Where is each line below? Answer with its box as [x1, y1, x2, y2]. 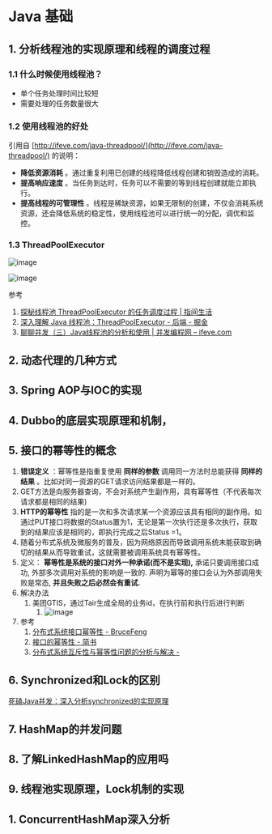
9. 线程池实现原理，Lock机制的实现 [8, 782, 185, 796]
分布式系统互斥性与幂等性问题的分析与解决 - [32, 647, 180, 657]
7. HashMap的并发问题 [8, 722, 122, 736]
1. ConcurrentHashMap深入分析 [8, 812, 171, 826]
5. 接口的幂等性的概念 [8, 444, 117, 457]
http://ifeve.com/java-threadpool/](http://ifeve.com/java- [34, 141, 223, 151]
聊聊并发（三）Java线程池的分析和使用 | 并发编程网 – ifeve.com [19, 327, 232, 337]
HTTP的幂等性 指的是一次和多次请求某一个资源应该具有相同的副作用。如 [19, 507, 261, 517]
